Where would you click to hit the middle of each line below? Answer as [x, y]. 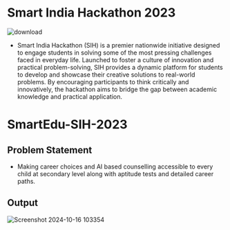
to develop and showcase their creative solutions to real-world [106, 75]
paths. [26, 181]
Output [22, 203]
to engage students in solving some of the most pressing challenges [114, 52]
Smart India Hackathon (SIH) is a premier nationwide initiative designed [118, 45]
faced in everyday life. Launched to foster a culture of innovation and [115, 59]
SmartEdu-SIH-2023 [67, 125]
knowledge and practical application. [70, 96]
